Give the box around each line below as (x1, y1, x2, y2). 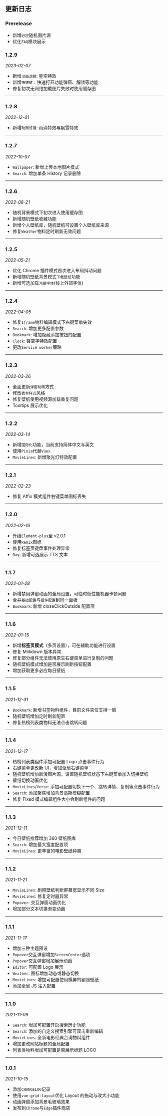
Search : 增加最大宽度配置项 (12, 841, 68, 848)
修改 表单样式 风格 (12, 390, 45, 396)
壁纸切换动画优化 (12, 777, 48, 783)
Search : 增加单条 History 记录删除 (12, 170, 81, 176)
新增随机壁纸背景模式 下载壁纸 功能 (12, 274, 80, 280)
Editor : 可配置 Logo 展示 (12, 964, 63, 970)
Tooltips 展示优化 (12, 402, 48, 408)
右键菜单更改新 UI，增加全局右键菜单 (12, 765, 88, 771)
